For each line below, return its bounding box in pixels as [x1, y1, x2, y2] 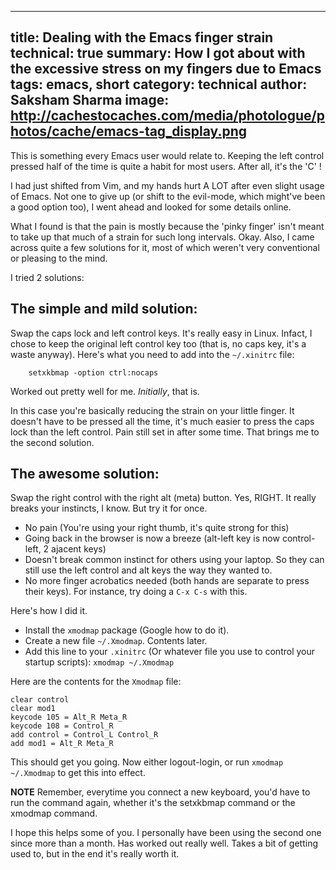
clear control [10, 695, 70, 705]
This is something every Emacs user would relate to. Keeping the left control [10, 149, 325, 161]
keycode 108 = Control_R [10, 721, 114, 731]
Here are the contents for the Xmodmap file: [10, 676, 182, 688]
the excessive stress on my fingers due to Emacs [10, 61, 322, 78]
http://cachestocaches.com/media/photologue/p [10, 107, 325, 125]
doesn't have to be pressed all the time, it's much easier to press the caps [10, 415, 315, 427]
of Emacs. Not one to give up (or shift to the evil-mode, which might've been [10, 190, 326, 202]
